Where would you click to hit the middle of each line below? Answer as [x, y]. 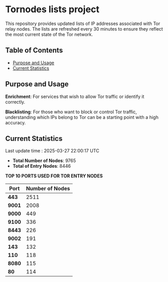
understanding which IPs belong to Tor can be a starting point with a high [82, 117]
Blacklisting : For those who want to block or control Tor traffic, [71, 112]
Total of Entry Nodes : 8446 [42, 166]
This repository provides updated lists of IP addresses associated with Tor [83, 23]
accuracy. [16, 122]
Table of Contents [34, 50]
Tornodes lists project [53, 9]
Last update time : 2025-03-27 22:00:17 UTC [52, 151]
